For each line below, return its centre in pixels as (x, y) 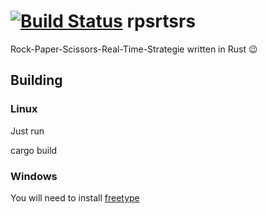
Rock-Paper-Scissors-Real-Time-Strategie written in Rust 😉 (134, 49)
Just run (27, 131)
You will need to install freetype (75, 197)
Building (36, 80)
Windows (34, 176)
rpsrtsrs (161, 21)
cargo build (34, 150)
